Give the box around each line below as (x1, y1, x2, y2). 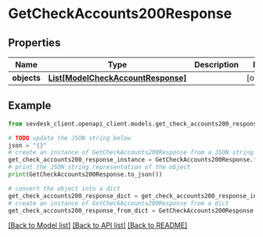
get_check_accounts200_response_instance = (8, 156, 153, 164)
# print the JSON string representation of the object (8, 163, 191, 171)
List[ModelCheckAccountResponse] (48, 72, 187, 83)
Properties (8, 36, 61, 49)
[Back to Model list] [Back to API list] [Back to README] (8, 221, 188, 230)
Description (194, 60, 239, 70)
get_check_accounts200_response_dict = (8, 191, 139, 200)
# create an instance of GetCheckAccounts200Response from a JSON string (8, 148, 254, 157)
